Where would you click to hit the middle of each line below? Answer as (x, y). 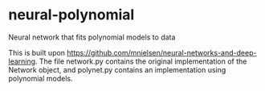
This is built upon (37, 52)
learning (22, 61)
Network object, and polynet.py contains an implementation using (117, 69)
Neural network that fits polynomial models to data (92, 37)
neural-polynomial (71, 15)
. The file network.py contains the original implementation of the (141, 61)
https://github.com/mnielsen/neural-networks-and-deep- (162, 52)
